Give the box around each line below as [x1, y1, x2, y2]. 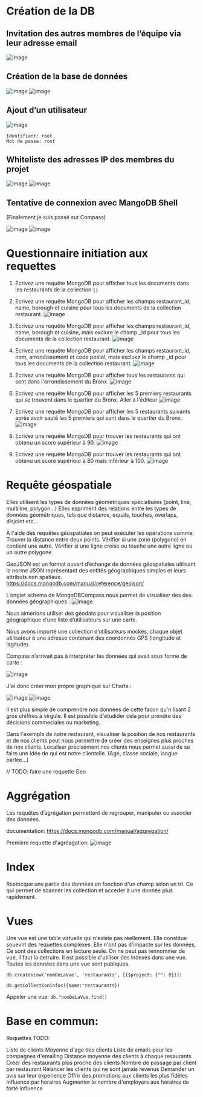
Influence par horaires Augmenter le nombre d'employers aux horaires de [6, 1078, 189, 1085]
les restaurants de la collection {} [14, 286, 98, 293]
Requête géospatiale [6, 479, 112, 492]
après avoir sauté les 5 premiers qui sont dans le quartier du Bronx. [14, 414, 182, 422]
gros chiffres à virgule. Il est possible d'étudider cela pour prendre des [6, 712, 182, 720]
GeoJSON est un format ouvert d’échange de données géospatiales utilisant [6, 560, 196, 568]
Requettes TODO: [6, 1034, 50, 1041]
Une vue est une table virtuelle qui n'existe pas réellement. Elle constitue [6, 934, 187, 941]
